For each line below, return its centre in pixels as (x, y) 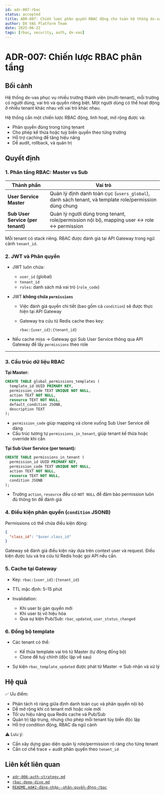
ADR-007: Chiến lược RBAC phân (74, 57)
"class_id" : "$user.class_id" (40, 537)
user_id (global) (36, 276)
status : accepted (23, 14)
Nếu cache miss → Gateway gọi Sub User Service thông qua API (78, 339)
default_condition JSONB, (36, 404)
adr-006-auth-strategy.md (39, 777)
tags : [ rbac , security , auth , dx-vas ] (45, 33)
